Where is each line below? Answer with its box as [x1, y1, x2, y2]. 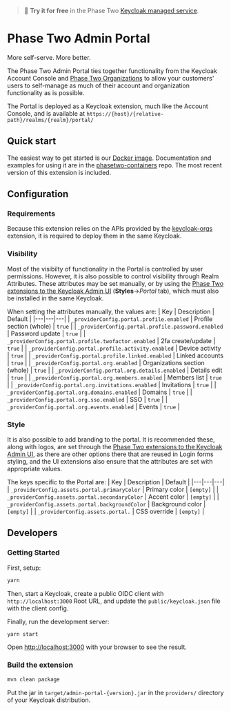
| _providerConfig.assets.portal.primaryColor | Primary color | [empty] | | [7, 486, 219, 494]
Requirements [7, 209, 56, 218]
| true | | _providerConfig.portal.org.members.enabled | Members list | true [7, 373, 222, 382]
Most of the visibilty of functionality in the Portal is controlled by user [7, 265, 203, 273]
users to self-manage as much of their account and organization [7, 81, 190, 90]
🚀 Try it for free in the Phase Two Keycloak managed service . [23, 7, 199, 14]
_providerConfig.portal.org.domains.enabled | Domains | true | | [7, 388, 193, 396]
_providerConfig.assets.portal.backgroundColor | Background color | [7, 500, 206, 508]
